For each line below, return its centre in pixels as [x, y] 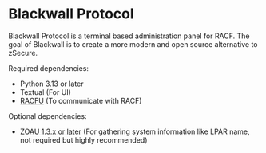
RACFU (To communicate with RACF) [81, 100]
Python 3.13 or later [52, 84]
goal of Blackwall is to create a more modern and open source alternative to [133, 44]
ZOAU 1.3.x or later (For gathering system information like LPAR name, [135, 131]
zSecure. [23, 53]
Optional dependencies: [48, 116]
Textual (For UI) [46, 92]
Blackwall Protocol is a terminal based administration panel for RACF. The [129, 36]
